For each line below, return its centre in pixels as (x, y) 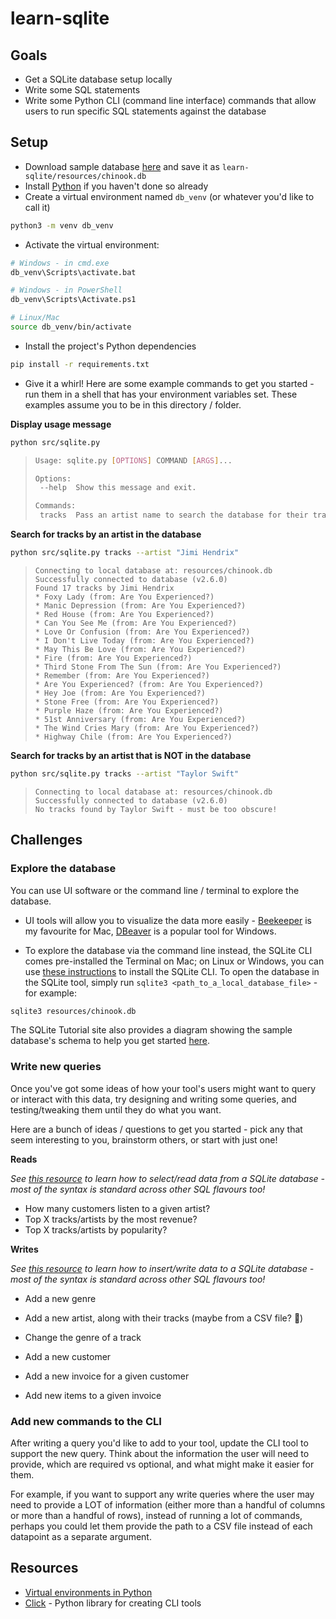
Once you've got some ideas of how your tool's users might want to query (163, 1088)
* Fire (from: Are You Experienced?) (113, 658)
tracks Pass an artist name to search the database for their (174, 515)
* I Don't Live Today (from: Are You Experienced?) (144, 640)
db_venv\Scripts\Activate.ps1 (73, 300)
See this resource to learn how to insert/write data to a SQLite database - (162, 1268)
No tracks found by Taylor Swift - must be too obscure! (156, 809)
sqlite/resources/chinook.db (85, 176)
